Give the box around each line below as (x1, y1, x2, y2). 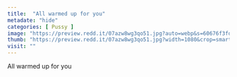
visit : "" (7, 43, 37, 50)
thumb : (7, 36, 27, 43)
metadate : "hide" (7, 17, 59, 24)
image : (7, 29, 27, 37)
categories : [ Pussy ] (7, 23, 74, 30)
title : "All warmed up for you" (7, 10, 106, 17)
